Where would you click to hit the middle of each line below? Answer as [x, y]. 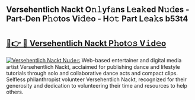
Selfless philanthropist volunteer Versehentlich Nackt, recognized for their [96, 79]
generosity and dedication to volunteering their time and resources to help [97, 86]
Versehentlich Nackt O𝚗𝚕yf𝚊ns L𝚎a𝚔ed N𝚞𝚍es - [98, 10]
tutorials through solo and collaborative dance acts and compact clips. [92, 73]
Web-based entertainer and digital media [132, 60]
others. [15, 92]
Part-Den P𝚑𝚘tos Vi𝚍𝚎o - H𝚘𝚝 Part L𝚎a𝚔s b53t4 [97, 19]
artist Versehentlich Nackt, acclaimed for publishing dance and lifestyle [93, 67]
